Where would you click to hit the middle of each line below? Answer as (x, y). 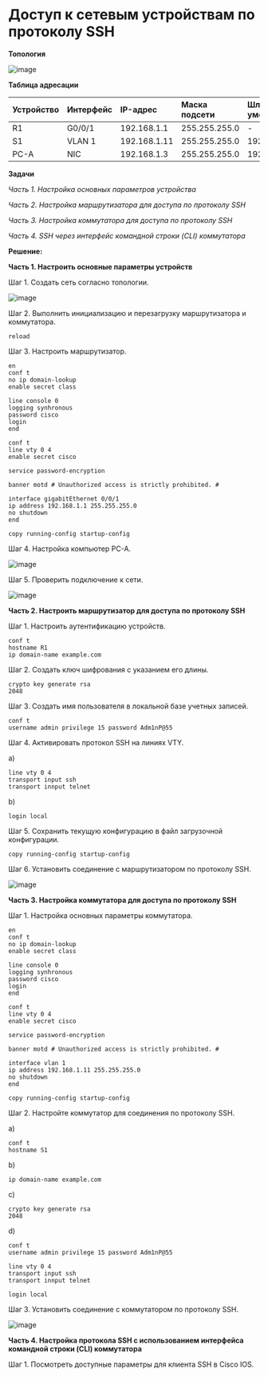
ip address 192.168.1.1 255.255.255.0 (73, 505)
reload (19, 336)
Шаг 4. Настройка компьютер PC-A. (70, 549)
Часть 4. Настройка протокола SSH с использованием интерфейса (126, 1340)
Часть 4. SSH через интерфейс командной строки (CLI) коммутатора (127, 235)
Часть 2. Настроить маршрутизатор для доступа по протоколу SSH (127, 610)
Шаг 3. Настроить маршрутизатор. (67, 351)
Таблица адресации (43, 85)
